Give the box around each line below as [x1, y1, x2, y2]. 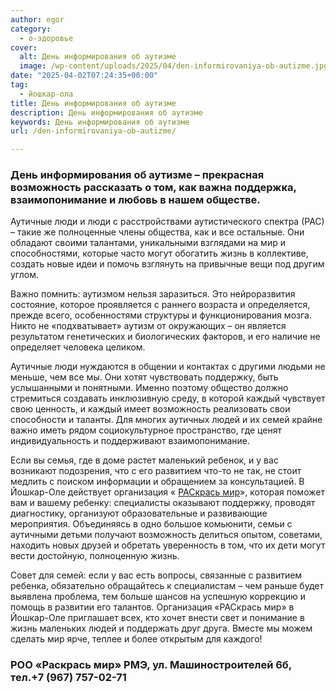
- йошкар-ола [19, 89, 74, 99]
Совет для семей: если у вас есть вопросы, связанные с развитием [10, 569, 303, 581]
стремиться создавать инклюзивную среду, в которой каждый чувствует [10, 392, 326, 405]
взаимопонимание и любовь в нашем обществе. [10, 193, 261, 207]
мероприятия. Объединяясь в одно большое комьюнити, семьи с [10, 518, 293, 530]
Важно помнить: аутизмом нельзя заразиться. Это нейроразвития [10, 288, 296, 300]
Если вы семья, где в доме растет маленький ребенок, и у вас [10, 454, 279, 466]
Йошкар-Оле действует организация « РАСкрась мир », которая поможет [10, 486, 325, 498]
